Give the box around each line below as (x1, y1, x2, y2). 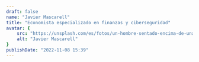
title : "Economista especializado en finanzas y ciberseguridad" (6, 19, 171, 25)
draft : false (6, 8, 38, 15)
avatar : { (6, 25, 31, 31)
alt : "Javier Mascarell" (17, 36, 78, 42)
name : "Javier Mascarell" (6, 14, 70, 20)
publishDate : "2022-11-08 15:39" (6, 47, 89, 53)
